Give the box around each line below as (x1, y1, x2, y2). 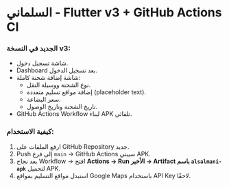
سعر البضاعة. (26, 96, 61, 104)
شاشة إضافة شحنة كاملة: (16, 74, 81, 82)
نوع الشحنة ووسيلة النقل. (26, 81, 91, 89)
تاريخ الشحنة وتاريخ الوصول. (26, 102, 98, 111)
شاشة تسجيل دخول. (16, 59, 69, 68)
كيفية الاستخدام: (6, 127, 54, 136)
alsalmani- (191, 158, 222, 165)
